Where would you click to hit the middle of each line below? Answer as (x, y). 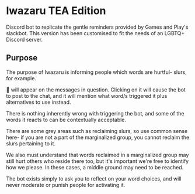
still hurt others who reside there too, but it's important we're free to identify (97, 161)
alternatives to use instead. (39, 102)
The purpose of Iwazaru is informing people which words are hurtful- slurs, (96, 72)
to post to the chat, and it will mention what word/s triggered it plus (87, 96)
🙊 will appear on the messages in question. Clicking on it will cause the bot (96, 90)
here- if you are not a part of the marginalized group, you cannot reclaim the (98, 137)
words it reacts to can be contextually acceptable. (66, 120)
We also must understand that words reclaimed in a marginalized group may (97, 155)
